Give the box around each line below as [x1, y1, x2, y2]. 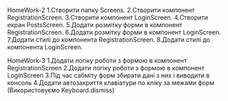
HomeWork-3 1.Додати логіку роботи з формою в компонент [7, 56, 187, 65]
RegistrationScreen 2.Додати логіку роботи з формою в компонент [7, 64, 205, 72]
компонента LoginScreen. [7, 43, 83, 51]
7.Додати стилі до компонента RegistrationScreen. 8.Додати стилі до [7, 36, 211, 44]
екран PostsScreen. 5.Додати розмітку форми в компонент [7, 21, 183, 29]
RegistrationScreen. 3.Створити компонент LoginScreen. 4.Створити [7, 13, 209, 22]
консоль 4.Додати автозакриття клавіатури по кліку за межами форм [7, 79, 215, 86]
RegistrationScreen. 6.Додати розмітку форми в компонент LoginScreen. [7, 28, 221, 36]
